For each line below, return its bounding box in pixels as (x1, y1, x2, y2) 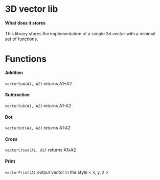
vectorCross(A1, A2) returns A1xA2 (5, 147, 76, 153)
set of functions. (5, 36, 38, 42)
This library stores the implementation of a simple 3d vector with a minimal (5, 31, 156, 37)
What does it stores (5, 20, 46, 26)
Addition (5, 70, 23, 76)
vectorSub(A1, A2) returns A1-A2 (5, 103, 71, 108)
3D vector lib (5, 3, 58, 15)
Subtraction (5, 92, 30, 98)
